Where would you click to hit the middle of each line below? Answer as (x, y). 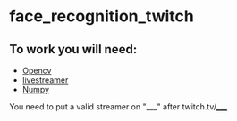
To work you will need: (73, 49)
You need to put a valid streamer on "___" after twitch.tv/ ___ (118, 107)
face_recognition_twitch (102, 16)
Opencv (37, 70)
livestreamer (45, 80)
